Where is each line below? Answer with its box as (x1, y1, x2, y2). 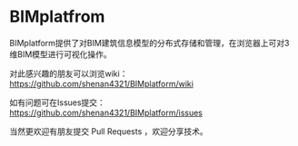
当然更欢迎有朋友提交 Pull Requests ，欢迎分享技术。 (9, 125, 209, 137)
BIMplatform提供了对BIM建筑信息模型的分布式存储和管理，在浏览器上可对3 (9, 37, 290, 48)
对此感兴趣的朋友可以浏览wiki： (9, 68, 128, 79)
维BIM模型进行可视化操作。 (9, 48, 112, 60)
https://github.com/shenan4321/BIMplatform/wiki (9, 78, 194, 89)
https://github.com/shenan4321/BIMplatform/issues (9, 107, 203, 118)
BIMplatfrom (9, 6, 105, 27)
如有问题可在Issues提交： (9, 97, 106, 108)
